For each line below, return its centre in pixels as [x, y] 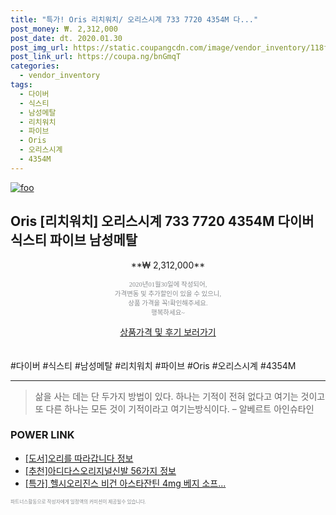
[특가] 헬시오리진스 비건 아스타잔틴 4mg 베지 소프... [125, 483]
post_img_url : [40, 47]
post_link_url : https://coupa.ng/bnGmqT [96, 57]
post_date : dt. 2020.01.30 [66, 38]
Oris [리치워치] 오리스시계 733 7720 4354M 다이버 [162, 221]
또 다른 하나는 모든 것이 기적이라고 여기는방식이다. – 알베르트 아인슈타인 [174, 408]
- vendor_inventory [60, 76]
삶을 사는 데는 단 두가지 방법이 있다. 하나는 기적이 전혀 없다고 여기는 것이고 [180, 396]
